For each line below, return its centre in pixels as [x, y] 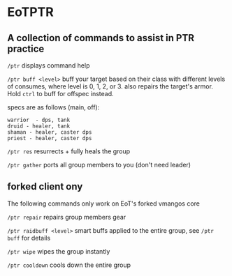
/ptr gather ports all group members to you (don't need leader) [99, 165]
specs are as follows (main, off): [53, 107]
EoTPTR [30, 12]
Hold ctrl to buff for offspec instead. [60, 94]
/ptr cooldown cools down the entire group [69, 265]
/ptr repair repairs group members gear [67, 217]
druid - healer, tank [39, 126]
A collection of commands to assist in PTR [101, 38]
